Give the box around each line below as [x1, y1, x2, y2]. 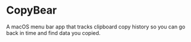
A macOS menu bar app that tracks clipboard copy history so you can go [6, 23, 186, 30]
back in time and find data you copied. [6, 29, 101, 36]
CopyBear [6, 4, 57, 17]
